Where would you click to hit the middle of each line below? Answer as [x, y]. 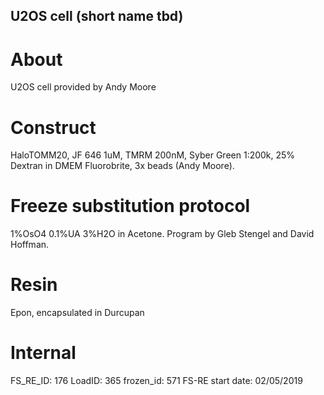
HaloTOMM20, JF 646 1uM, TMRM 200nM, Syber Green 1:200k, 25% [153, 155]
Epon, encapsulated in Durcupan [77, 313]
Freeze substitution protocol [130, 206]
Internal [43, 353]
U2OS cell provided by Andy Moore [83, 87]
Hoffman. [30, 245]
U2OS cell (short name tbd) [97, 16]
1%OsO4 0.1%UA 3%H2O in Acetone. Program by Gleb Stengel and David [162, 234]
